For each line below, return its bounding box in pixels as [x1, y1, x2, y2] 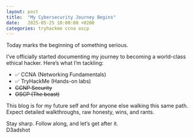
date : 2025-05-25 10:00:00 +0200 [6, 20, 95, 26]
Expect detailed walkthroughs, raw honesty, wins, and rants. [6, 108, 155, 116]
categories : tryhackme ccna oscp [6, 25, 90, 32]
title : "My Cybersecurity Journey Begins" [6, 14, 116, 20]
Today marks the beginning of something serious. [6, 42, 128, 49]
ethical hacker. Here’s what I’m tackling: [6, 59, 104, 67]
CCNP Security [14, 84, 53, 92]
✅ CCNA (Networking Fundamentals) [14, 71, 106, 78]
